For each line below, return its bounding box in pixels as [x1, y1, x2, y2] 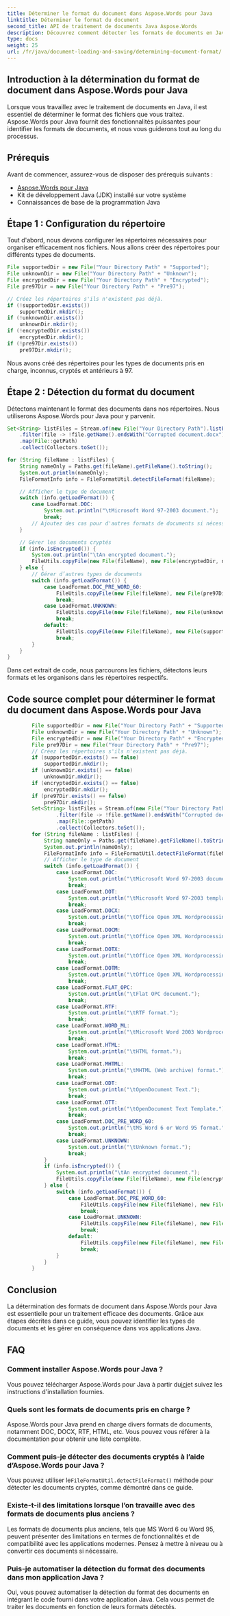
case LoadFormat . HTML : [55, 1041, 121, 1048]
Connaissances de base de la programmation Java [16, 198, 161, 206]
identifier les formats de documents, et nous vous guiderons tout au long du [7, 124, 221, 133]
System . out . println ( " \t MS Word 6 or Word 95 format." [68, 1124, 225, 1132]
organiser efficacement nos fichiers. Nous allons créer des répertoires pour [7, 243, 220, 251]
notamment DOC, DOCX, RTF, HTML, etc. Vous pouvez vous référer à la [7, 1428, 210, 1436]
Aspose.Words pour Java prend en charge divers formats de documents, [7, 1420, 213, 1429]
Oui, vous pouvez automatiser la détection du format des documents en [7, 1588, 209, 1596]
